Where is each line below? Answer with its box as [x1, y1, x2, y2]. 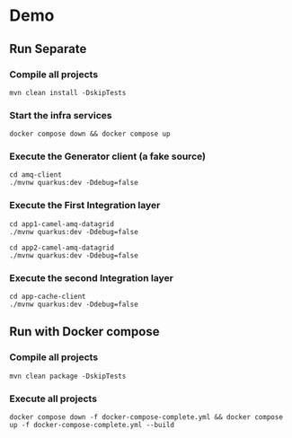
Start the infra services [9, 109, 112, 121]
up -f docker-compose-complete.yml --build [9, 421, 175, 430]
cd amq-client [9, 171, 63, 180]
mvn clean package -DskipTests [9, 372, 127, 381]
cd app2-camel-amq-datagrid [9, 243, 115, 252]
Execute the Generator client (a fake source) [9, 150, 207, 162]
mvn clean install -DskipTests [9, 88, 127, 97]
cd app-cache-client [9, 293, 87, 302]
